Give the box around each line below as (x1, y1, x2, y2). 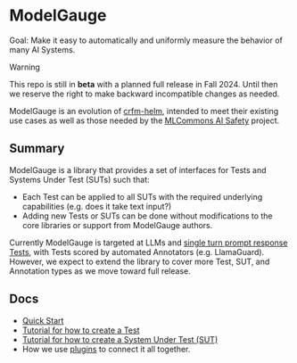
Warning (9, 62, 40, 72)
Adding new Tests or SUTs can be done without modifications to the (21, 210, 274, 221)
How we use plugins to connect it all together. (21, 343, 191, 354)
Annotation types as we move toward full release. (9, 265, 192, 276)
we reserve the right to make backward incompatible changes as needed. (9, 88, 280, 99)
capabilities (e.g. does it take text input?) (21, 201, 172, 211)
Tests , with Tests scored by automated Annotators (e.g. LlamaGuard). (9, 246, 265, 257)
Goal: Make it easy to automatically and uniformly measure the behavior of (9, 35, 283, 45)
